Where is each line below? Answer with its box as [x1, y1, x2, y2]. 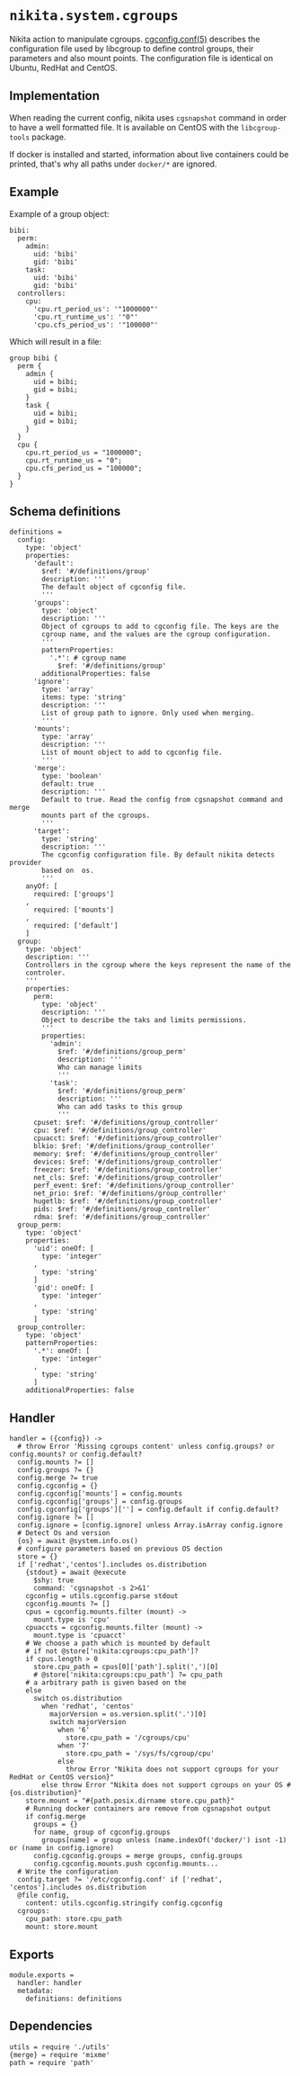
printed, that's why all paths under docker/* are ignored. [9, 158, 217, 169]
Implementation [9, 88, 101, 103]
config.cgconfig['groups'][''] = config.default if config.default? [17, 1505, 279, 1514]
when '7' [57, 1741, 91, 1750]
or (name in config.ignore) [9, 1844, 115, 1853]
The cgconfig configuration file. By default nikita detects [41, 850, 276, 859]
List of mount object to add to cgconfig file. [41, 748, 223, 758]
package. [31, 131, 66, 142]
